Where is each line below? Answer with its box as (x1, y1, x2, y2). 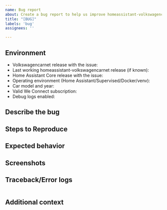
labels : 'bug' (5, 21, 35, 26)
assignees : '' (5, 26, 35, 31)
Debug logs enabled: (12, 93, 56, 100)
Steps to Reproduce (5, 125, 68, 133)
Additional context (5, 198, 64, 207)
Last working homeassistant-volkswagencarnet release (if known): (12, 67, 149, 73)
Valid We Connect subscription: (12, 88, 77, 94)
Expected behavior (5, 142, 65, 150)
